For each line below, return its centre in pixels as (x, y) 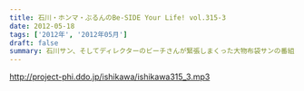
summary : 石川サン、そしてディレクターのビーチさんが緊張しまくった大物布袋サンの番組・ (155, 51)
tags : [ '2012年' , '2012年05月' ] (69, 34)
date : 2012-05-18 (42, 26)
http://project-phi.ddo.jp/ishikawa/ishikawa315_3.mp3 (110, 77)
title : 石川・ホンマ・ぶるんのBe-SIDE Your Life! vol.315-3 (118, 18)
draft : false (34, 43)
